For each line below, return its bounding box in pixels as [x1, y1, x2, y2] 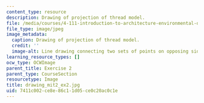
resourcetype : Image [6, 76, 59, 82]
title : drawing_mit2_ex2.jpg [6, 82, 80, 88]
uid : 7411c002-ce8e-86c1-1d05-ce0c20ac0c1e [6, 88, 118, 94]
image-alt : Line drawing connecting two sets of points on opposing [12, 48, 189, 55]
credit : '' [12, 43, 39, 49]
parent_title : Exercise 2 [6, 65, 72, 71]
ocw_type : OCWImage [6, 59, 56, 65]
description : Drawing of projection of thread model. [6, 15, 146, 21]
